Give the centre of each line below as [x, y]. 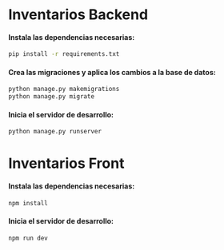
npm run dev [28, 238]
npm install [28, 203]
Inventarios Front [66, 163]
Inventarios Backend [78, 15]
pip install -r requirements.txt [64, 54]
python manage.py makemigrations [64, 89]
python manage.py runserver [55, 132]
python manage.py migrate [51, 97]
